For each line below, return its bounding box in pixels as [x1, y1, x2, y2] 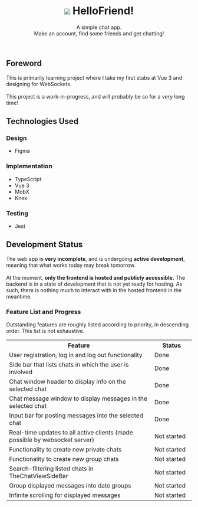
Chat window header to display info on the [9, 378, 126, 386]
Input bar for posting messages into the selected [9, 411, 143, 420]
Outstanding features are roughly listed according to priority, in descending [6, 321, 189, 328]
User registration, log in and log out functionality [9, 351, 143, 359]
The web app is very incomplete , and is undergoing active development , [6, 255, 186, 262]
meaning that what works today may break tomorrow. [6, 261, 136, 269]
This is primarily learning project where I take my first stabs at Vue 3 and [6, 74, 183, 81]
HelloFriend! [72, 4, 134, 18]
